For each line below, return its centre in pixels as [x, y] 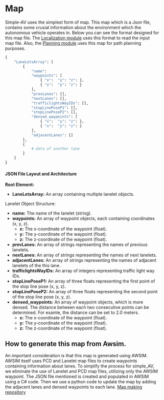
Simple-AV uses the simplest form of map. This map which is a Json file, [78, 22]
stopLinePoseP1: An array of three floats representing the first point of [83, 281]
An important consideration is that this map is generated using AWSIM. [76, 355]
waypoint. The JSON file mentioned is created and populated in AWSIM [77, 376]
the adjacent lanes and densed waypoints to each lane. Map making [74, 387]
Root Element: [20, 185]
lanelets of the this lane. [36, 266]
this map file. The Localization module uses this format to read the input [78, 38]
